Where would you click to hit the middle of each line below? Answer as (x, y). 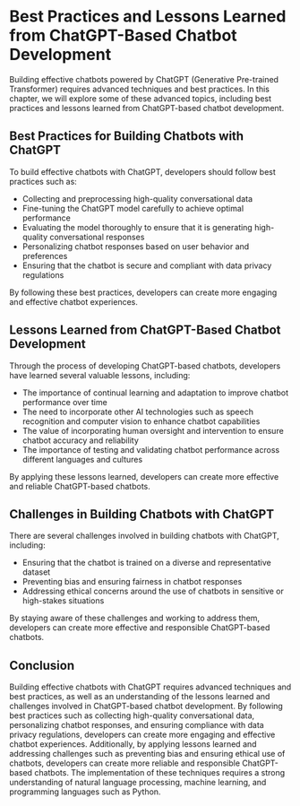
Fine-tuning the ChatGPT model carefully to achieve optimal (133, 208)
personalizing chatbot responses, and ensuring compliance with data (137, 725)
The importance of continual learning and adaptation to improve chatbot (155, 393)
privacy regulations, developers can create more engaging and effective (142, 735)
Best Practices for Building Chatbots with (127, 136)
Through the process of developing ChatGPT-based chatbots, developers (145, 366)
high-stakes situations (63, 601)
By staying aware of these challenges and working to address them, (135, 618)
